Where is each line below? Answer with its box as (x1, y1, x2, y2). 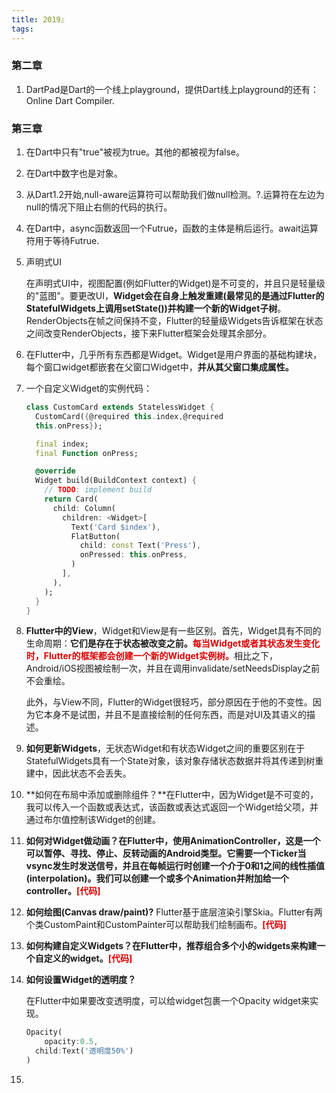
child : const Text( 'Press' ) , (79, 541, 202, 551)
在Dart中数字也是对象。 (25, 167, 123, 180)
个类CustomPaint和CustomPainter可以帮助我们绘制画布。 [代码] (25, 919, 287, 931)
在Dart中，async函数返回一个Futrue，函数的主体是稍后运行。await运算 (25, 222, 319, 235)
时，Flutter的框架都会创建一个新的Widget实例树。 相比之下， (25, 650, 278, 662)
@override (35, 466, 76, 476)
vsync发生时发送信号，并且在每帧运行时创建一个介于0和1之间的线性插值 (25, 860, 325, 872)
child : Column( (52, 503, 116, 513)
